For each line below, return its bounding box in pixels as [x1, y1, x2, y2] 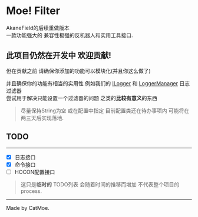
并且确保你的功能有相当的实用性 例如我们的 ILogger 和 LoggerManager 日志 [6, 79, 190, 86]
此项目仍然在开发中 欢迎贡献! [6, 51, 112, 61]
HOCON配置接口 [14, 168, 55, 175]
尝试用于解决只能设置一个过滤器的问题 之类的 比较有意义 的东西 [6, 94, 157, 101]
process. [20, 187, 42, 195]
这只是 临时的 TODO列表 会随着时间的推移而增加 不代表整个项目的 [20, 181, 180, 188]
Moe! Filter [6, 4, 61, 18]
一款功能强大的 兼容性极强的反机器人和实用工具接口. [6, 31, 133, 39]
